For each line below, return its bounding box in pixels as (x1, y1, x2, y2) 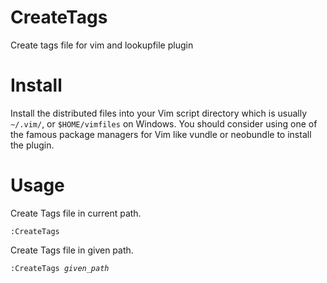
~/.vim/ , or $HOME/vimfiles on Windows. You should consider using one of (10, 117, 318, 130)
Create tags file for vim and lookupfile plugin (10, 39, 194, 51)
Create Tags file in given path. (10, 244, 134, 256)
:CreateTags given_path (10, 263, 110, 273)
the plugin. (10, 139, 55, 151)
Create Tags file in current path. (10, 207, 142, 219)
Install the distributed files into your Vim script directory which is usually (10, 107, 308, 119)
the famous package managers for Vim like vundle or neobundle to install (10, 128, 312, 140)
